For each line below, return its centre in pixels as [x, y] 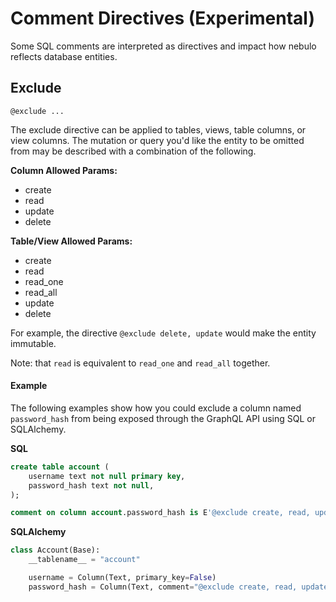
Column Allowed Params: [64, 170]
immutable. [33, 343]
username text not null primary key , [107, 476]
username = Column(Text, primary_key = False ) [122, 578]
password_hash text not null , [91, 485]
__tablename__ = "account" [84, 560]
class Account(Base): [55, 550]
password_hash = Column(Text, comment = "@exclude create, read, [163, 587]
